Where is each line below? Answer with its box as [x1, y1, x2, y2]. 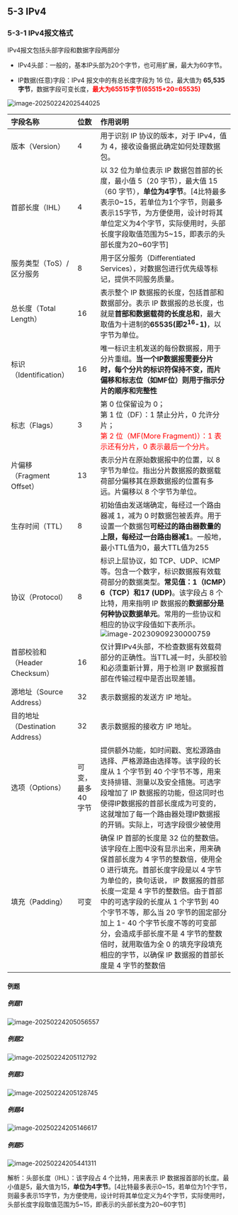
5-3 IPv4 [7, 6, 47, 18]
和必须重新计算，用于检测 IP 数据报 [100, 663, 217, 673]
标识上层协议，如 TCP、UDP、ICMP [100, 556, 221, 566]
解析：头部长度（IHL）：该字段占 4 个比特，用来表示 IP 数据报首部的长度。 [7, 1174, 223, 1182]
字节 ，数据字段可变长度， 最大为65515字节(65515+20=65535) [17, 84, 201, 93]
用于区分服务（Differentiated [100, 253, 196, 263]
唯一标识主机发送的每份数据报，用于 [100, 344, 221, 354]
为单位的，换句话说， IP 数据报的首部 [100, 876, 225, 886]
